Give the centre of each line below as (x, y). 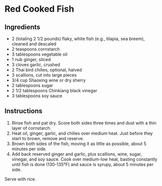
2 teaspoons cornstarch (36, 49)
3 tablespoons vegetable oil (40, 54)
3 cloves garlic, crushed (36, 65)
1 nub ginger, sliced (31, 59)
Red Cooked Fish (39, 9)
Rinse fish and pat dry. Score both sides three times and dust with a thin (84, 123)
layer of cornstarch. (31, 128)
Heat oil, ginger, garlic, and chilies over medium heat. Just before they (82, 133)
